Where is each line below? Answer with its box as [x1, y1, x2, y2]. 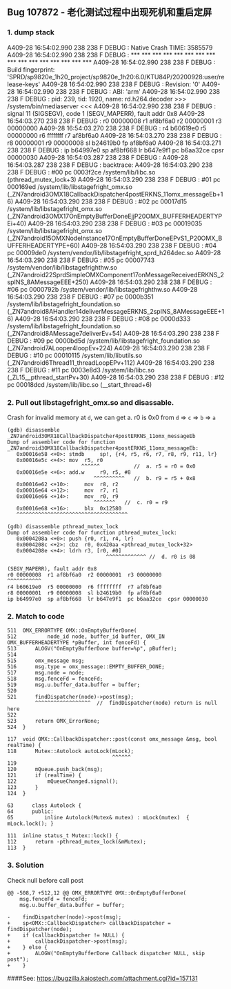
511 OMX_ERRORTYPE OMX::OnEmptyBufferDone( [7, 627, 137, 635]
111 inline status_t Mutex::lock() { [7, 832, 119, 839]
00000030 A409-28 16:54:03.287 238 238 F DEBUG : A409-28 [7, 153, 188, 161]
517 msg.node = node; [7, 670, 85, 677]
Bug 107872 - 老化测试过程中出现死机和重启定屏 [7, 6, 212, 19]
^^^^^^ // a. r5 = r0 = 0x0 [81, 463, 196, 470]
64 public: [7, 808, 54, 815]
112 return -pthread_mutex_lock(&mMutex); [7, 839, 147, 846]
